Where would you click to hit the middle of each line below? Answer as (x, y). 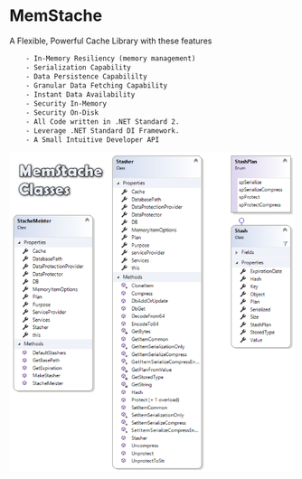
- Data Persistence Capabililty (86, 76)
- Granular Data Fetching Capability (97, 85)
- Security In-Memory (66, 103)
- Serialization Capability (78, 67)
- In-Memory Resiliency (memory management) (111, 58)
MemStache (56, 16)
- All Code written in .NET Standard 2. (103, 122)
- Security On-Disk (62, 113)
